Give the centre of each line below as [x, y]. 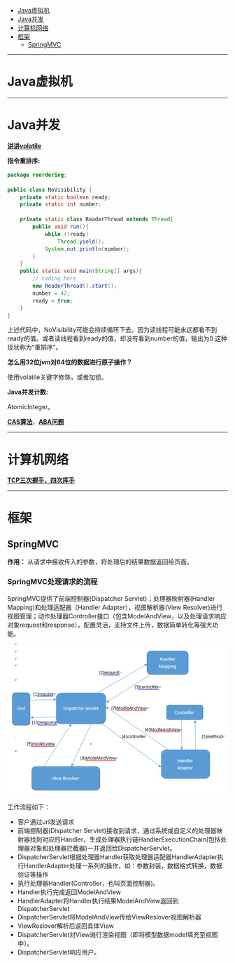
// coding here [55, 279]
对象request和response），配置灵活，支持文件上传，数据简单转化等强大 [110, 625]
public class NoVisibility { [50, 190]
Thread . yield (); [81, 241]
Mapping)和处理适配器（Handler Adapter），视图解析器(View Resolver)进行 [115, 607]
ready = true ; [53, 300]
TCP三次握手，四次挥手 [41, 480]
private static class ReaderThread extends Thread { [97, 220]
